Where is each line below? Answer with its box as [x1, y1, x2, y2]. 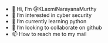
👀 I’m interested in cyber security [11, 12, 92, 19]
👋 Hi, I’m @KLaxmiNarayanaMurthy [11, 6, 97, 12]
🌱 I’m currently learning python [11, 18, 87, 24]
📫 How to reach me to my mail [11, 31, 87, 37]
